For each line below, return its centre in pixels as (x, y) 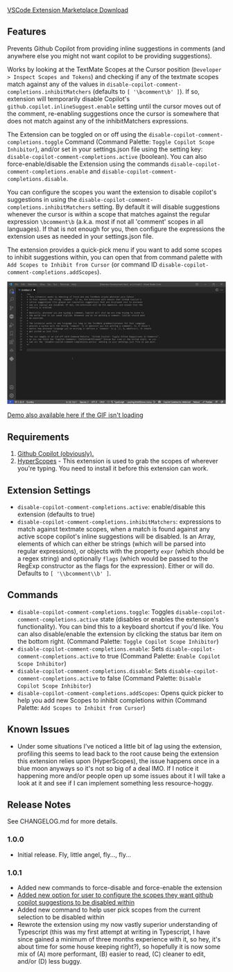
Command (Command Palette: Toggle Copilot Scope (140, 142)
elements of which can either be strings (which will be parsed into (111, 544)
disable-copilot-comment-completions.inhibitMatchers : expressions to (119, 522)
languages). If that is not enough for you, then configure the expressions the (116, 229)
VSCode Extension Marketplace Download (68, 10)
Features (27, 32)
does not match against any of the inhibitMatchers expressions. (98, 121)
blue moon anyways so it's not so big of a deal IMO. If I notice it (108, 768)
